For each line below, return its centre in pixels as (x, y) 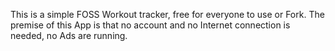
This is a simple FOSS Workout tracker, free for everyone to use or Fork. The (167, 14)
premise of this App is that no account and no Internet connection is (150, 25)
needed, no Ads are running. (69, 35)
